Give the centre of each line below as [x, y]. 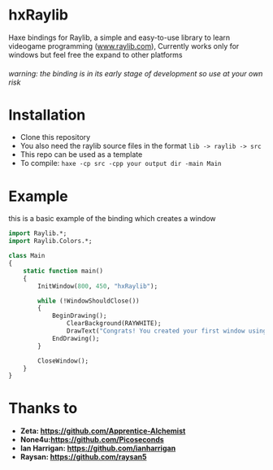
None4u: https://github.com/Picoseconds [92, 440]
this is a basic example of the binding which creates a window [113, 219]
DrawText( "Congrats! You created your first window [156, 331]
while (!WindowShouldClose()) [89, 301]
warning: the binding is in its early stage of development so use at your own [136, 73]
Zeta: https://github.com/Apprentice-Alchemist [103, 431]
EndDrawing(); [76, 338]
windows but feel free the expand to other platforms [95, 54]
